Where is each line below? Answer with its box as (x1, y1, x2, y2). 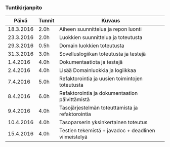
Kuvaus (101, 17, 120, 24)
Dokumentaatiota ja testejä (59, 59, 123, 66)
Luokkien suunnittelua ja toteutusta (59, 34, 143, 41)
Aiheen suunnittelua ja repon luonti (59, 26, 142, 33)
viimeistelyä (59, 133, 88, 140)
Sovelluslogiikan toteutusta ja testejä (59, 50, 146, 57)
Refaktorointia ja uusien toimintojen (59, 75, 143, 82)
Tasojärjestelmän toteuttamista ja (59, 104, 138, 112)
